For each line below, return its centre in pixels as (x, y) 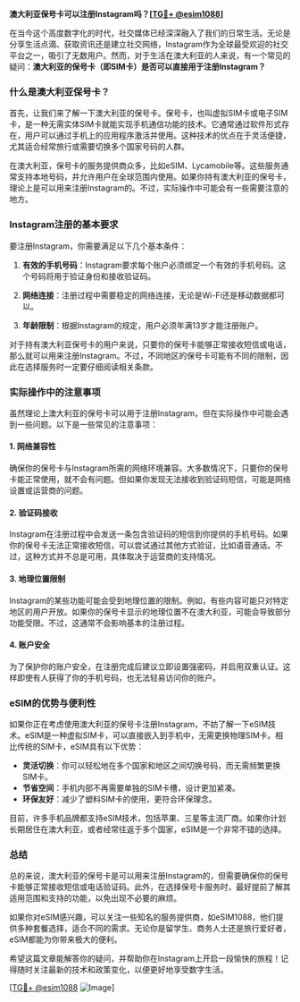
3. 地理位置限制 (37, 578)
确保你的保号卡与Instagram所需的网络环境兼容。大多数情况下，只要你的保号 (149, 468)
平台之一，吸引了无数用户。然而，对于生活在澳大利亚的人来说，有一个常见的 (150, 55)
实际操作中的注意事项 (55, 392)
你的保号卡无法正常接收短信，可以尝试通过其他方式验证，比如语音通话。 (142, 546)
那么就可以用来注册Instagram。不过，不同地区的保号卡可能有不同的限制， (145, 355)
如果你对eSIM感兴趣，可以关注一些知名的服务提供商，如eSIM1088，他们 (142, 917)
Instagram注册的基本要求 (64, 225)
